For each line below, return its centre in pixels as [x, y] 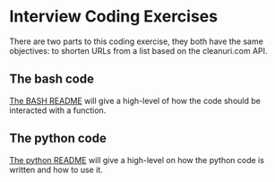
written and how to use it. [56, 169]
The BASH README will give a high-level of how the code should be [135, 100]
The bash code [52, 79]
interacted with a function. [58, 110]
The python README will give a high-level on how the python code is [137, 160]
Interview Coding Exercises [113, 17]
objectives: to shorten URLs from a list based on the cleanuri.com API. [138, 50]
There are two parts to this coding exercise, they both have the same [137, 41]
